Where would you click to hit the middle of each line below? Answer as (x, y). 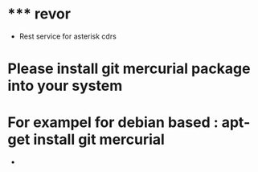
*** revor (39, 14)
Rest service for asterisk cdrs (68, 36)
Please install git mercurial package (129, 69)
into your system (65, 86)
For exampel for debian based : (113, 123)
